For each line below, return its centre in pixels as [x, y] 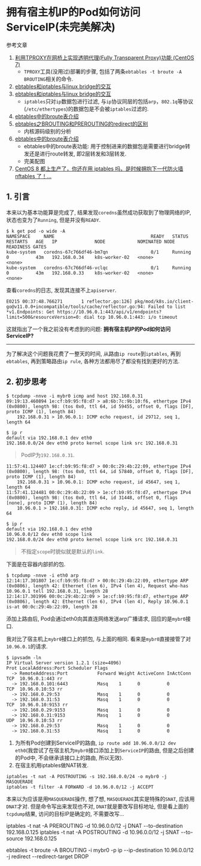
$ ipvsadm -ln [24, 658]
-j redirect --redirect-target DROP [48, 856]
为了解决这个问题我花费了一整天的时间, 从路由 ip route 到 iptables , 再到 [94, 353]
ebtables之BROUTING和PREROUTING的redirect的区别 [81, 124]
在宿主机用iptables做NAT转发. [51, 765]
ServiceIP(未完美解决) [61, 27]
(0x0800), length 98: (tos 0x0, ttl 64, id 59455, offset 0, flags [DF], [100, 406]
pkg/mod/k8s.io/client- [164, 301]
